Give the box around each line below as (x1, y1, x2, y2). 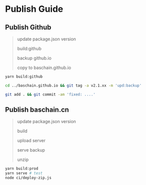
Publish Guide (5, 3, 63, 15)
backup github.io (17, 55, 52, 61)
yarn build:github (5, 74, 43, 79)
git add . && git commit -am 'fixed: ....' (5, 92, 96, 97)
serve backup (17, 147, 45, 153)
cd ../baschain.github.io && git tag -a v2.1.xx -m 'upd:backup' (5, 83, 142, 88)
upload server (17, 138, 46, 144)
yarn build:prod (5, 166, 38, 171)
